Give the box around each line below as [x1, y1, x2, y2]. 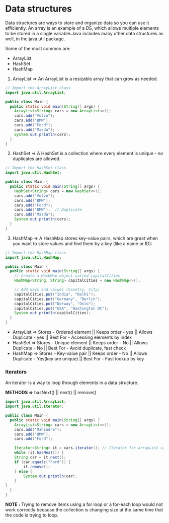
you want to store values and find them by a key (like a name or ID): [12, 240, 152, 247]
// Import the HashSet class [5, 166, 66, 171]
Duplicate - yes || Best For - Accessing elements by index [12, 334, 132, 340]
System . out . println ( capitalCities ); [14, 311, 92, 316]
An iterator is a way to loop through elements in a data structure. [5, 380, 139, 386]
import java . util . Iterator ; [5, 404, 64, 409]
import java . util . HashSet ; [5, 170, 62, 175]
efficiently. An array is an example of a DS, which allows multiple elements [5, 25, 159, 31]
